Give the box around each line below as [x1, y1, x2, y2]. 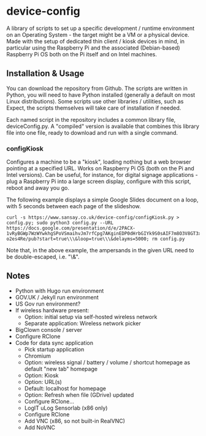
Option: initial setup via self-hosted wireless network [24, 313, 158, 320]
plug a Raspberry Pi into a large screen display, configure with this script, [6, 178, 191, 185]
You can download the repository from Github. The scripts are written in [6, 85, 188, 92]
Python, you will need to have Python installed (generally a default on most [6, 91, 196, 99]
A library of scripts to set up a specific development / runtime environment [6, 24, 195, 32]
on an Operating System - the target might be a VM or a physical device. [6, 31, 189, 38]
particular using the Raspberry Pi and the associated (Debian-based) [6, 44, 180, 51]
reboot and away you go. [6, 184, 69, 192]
